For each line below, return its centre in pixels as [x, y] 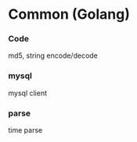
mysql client [28, 93]
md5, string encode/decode [53, 55]
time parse [25, 130]
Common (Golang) [69, 14]
